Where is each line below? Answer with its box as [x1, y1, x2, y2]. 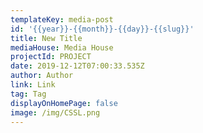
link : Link [10, 80, 56, 90]
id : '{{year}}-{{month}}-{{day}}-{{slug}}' [10, 24, 195, 34]
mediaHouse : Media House [10, 42, 114, 53]
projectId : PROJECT [10, 52, 92, 62]
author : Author [10, 71, 74, 81]
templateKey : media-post [10, 14, 114, 25]
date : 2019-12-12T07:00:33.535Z [10, 61, 145, 71]
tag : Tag [10, 89, 47, 99]
